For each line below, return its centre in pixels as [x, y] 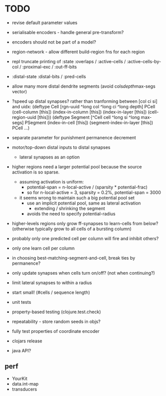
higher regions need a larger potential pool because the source [77, 166]
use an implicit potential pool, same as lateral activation [84, 203]
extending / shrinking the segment [70, 208]
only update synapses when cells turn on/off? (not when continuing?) [83, 273]
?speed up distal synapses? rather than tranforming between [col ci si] [85, 101]
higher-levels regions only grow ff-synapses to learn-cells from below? [85, 223]
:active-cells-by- [144, 61]
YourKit [19, 378]
